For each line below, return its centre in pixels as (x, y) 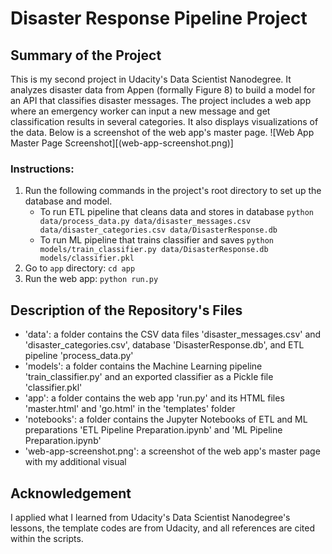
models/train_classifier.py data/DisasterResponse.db (154, 250)
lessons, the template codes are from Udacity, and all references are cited (163, 528)
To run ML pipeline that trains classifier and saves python (157, 240)
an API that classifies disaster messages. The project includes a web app (161, 100)
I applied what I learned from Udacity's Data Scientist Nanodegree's (150, 517)
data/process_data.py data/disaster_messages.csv (145, 222)
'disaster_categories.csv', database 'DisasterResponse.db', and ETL (164, 345)
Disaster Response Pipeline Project (159, 18)
